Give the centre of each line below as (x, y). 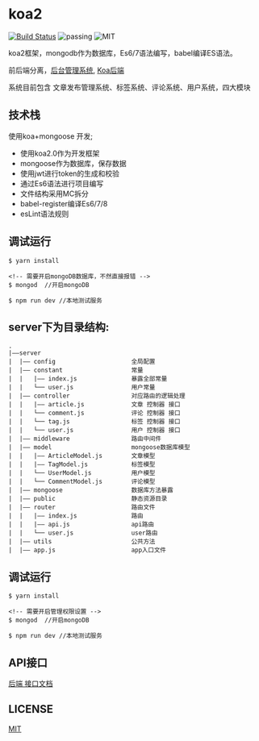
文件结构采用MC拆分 (54, 194)
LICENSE (31, 709)
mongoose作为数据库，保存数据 (73, 163)
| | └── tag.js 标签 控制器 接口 (94, 422)
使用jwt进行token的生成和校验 (69, 173)
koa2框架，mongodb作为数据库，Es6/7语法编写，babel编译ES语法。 (123, 52)
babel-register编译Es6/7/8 (64, 203)
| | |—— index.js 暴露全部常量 (88, 379)
